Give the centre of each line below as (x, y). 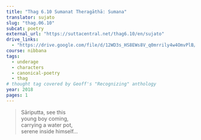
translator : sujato (31, 17)
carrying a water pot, (47, 125)
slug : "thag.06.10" (31, 23)
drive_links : (22, 39)
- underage (25, 62)
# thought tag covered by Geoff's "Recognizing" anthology (81, 84)
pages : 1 (17, 95)
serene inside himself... (49, 131)
